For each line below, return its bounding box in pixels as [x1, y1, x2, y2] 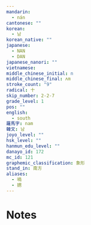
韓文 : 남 [6, 126, 25, 132]
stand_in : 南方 [6, 165, 43, 171]
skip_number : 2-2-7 [6, 93, 55, 99]
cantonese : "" [6, 20, 42, 26]
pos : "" [6, 103, 26, 110]
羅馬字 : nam [6, 121, 34, 127]
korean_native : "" [6, 37, 52, 43]
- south [11, 115, 31, 121]
